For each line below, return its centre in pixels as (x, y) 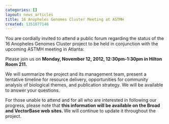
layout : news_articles (29, 15)
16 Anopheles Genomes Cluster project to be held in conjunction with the (82, 44)
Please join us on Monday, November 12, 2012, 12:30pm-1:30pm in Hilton (84, 59)
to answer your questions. (33, 90)
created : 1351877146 (27, 24)
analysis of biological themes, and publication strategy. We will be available (84, 85)
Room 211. (16, 64)
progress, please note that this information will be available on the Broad (83, 106)
